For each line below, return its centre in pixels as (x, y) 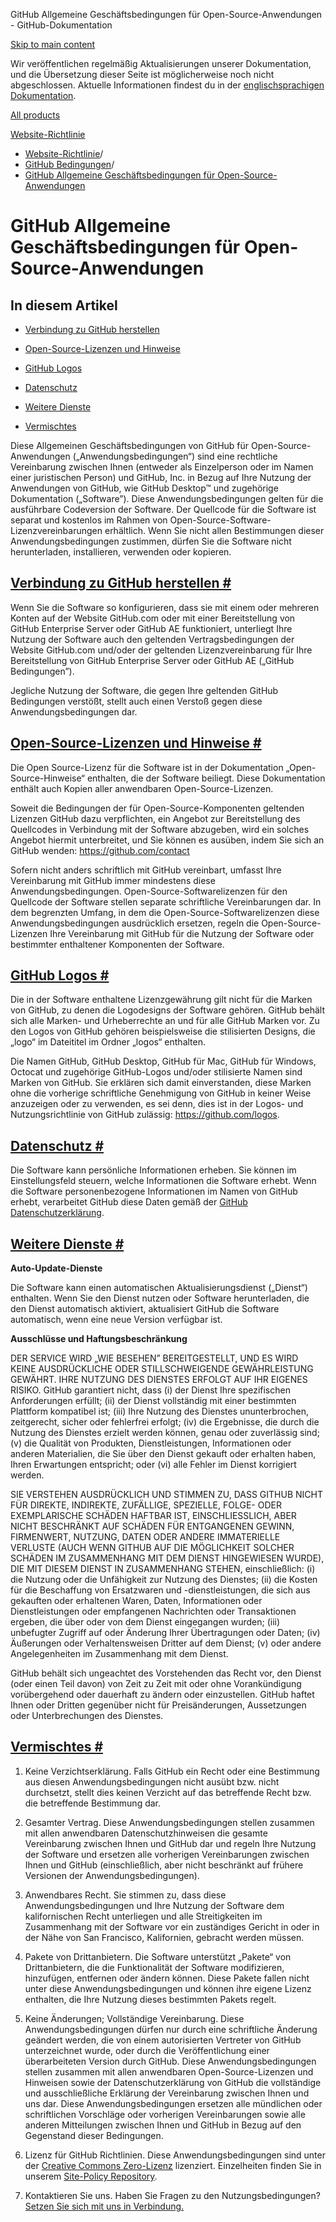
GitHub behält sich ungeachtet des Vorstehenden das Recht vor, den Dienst (166, 1673)
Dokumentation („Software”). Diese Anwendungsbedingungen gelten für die (167, 498)
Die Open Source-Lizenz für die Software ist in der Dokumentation (147, 767)
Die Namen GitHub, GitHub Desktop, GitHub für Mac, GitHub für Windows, (163, 1061)
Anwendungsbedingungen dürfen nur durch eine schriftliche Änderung (171, 2029)
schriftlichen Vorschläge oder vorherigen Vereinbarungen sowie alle (165, 2114)
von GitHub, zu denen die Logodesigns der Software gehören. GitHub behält (168, 1010)
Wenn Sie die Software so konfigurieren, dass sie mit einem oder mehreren (165, 607)
